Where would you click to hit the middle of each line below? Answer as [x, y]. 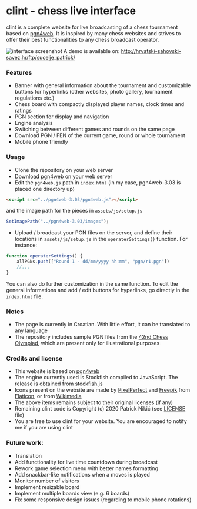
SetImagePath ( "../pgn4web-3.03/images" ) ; [58, 222]
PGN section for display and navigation [62, 117]
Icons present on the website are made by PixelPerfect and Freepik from [102, 390]
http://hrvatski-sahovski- [151, 51]
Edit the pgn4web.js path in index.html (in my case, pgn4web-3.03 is [98, 182]
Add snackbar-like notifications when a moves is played [82, 474]
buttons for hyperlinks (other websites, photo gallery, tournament [94, 92]
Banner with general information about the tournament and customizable [103, 85]
